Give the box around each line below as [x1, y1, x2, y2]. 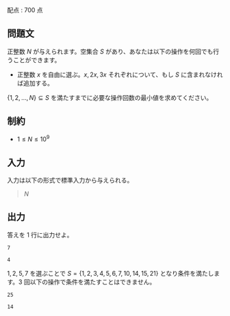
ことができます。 [12, 55, 61, 64]
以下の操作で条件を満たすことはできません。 [29, 278, 156, 286]
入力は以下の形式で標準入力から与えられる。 [7, 176, 133, 185]
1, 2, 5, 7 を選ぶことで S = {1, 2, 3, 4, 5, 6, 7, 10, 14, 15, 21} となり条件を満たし [7, 269, 214, 277]
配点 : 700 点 [7, 6, 43, 14]
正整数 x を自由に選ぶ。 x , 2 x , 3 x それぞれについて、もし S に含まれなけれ [16, 70, 223, 79]
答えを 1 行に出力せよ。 [7, 231, 73, 239]
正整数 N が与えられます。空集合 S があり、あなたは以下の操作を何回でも [7, 47, 214, 55]
